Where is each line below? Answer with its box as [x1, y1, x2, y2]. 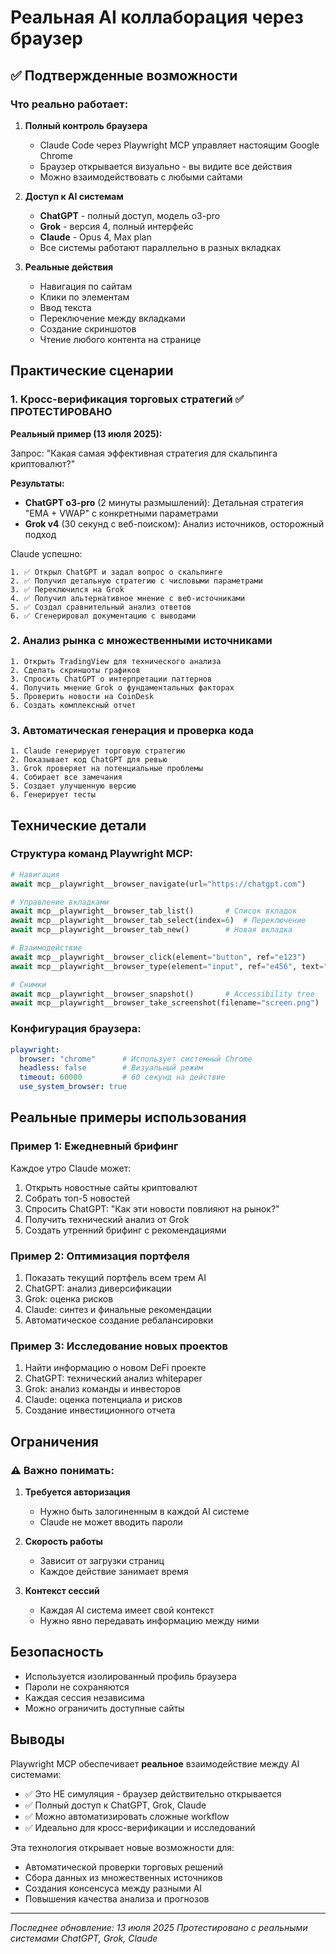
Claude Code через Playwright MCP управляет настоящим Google [39, 139, 320, 151]
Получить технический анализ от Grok [24, 1213, 190, 1225]
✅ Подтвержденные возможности [10, 67, 238, 84]
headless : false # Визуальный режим [19, 1063, 203, 1073]
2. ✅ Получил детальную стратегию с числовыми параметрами [10, 576, 263, 586]
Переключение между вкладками [39, 312, 186, 324]
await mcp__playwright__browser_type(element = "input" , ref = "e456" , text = [10, 961, 325, 971]
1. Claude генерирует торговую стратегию [10, 746, 186, 756]
